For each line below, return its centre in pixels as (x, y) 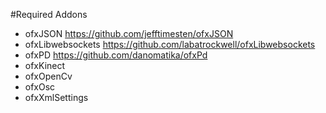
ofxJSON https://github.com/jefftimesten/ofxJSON (129, 33)
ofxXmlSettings (56, 97)
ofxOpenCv (48, 76)
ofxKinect (45, 65)
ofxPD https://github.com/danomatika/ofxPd (116, 55)
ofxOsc (40, 87)
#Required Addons (49, 14)
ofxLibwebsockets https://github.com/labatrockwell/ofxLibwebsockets (170, 44)
